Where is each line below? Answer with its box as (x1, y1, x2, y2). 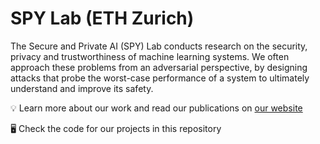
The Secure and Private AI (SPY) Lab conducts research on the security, (10, 40, 308, 52)
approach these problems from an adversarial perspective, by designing (10, 61, 308, 73)
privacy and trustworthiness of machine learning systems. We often (10, 50, 290, 62)
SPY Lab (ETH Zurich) (10, 7, 195, 30)
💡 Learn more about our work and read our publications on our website (10, 102, 303, 114)
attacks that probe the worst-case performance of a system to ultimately (10, 72, 310, 84)
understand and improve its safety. (10, 82, 154, 94)
